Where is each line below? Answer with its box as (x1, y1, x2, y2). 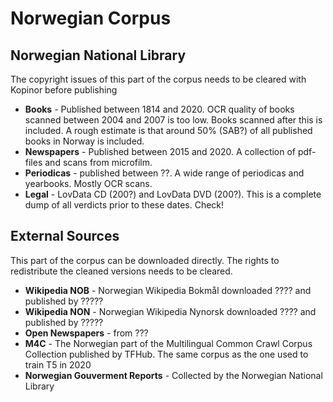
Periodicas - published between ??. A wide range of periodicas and (24, 167, 305, 179)
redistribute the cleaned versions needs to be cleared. (10, 265, 233, 277)
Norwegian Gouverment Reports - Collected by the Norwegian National (24, 369, 323, 381)
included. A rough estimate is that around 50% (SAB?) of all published (24, 125, 313, 136)
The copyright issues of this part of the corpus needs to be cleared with (10, 73, 307, 85)
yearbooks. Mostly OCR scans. (24, 178, 153, 189)
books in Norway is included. (24, 135, 145, 147)
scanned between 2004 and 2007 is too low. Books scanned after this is (24, 114, 323, 126)
